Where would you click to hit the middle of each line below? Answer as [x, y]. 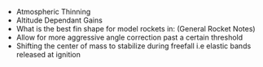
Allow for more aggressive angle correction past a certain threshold [129, 37]
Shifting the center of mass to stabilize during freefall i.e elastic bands [134, 46]
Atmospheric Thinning [53, 12]
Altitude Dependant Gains [59, 20]
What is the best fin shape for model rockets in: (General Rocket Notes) [136, 29]
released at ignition [48, 54]
